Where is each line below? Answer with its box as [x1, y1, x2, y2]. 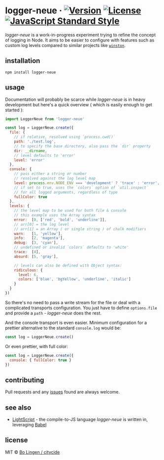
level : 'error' [14, 157, 45, 163]
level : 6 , [18, 272, 38, 277]
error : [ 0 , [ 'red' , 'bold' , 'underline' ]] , [14, 217, 107, 222]
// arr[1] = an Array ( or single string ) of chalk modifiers [14, 227, 147, 231]
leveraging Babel [12, 422, 47, 428]
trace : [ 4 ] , [14, 250, 41, 255]
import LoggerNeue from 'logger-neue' [5, 116, 85, 121]
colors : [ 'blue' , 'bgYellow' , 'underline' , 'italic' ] [18, 277, 131, 282]
